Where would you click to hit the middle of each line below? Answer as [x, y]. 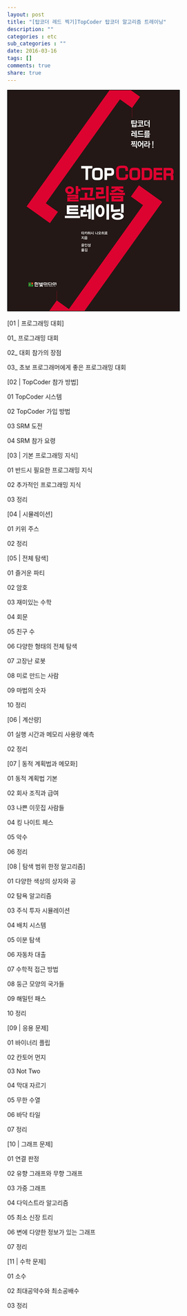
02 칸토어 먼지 [27, 1057]
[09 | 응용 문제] [28, 1028]
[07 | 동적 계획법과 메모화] [42, 763]
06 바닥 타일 [24, 1114]
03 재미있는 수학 [29, 602]
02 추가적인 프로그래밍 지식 [44, 484]
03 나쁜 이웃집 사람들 [36, 808]
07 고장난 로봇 [27, 660]
